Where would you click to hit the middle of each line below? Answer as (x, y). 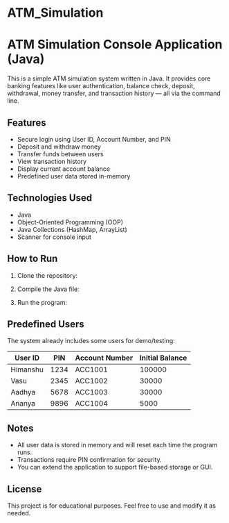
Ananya (23, 404)
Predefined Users (46, 324)
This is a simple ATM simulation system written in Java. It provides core (109, 78)
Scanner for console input (54, 237)
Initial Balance (163, 358)
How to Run (33, 259)
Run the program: (42, 302)
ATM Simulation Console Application (115, 45)
